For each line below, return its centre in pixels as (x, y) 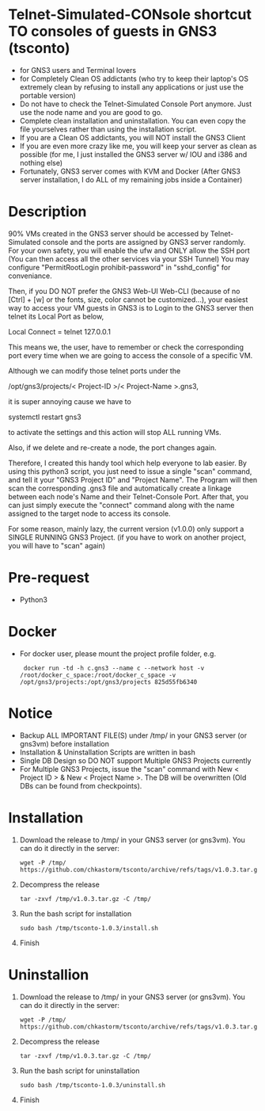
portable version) (48, 95)
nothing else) (41, 162)
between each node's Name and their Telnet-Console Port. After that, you (129, 496)
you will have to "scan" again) (57, 545)
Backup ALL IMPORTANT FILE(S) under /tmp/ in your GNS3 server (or (133, 735)
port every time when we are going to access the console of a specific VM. (131, 355)
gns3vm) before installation (64, 743)
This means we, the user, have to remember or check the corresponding (126, 347)
